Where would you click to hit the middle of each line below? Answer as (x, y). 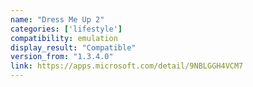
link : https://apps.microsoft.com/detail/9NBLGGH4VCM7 (127, 66)
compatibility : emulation (64, 38)
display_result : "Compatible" (73, 47)
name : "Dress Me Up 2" (57, 19)
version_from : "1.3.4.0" (62, 57)
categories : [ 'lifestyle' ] (66, 29)
